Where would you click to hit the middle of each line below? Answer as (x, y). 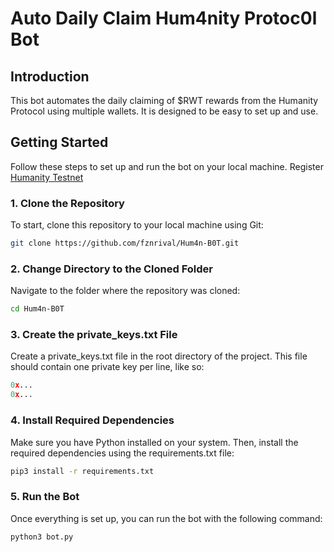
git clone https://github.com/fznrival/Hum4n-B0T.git (125, 243)
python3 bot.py (42, 537)
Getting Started (59, 142)
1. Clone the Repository (67, 203)
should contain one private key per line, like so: (107, 367)
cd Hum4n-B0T (37, 309)
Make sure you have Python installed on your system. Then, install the (154, 442)
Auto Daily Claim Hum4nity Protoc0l (164, 18)
